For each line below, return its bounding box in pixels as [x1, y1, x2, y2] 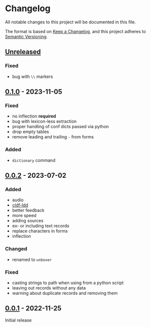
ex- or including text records [12, 223, 70, 229]
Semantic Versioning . [5, 34, 48, 39]
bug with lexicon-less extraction [12, 118, 77, 124]
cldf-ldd [12, 202, 28, 208]
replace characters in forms [12, 228, 68, 234]
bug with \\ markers [12, 74, 53, 79]
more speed [12, 212, 37, 218]
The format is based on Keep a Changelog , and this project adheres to [5, 28, 146, 34]
